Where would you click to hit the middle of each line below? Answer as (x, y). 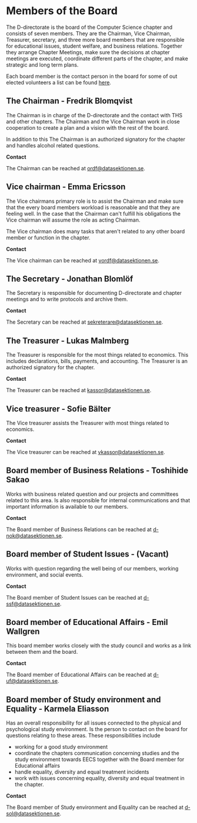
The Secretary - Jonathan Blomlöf (70, 279)
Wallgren (23, 632)
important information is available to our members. (67, 506)
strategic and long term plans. (42, 65)
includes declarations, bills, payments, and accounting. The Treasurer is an (97, 361)
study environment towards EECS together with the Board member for (99, 759)
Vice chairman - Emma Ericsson (66, 187)
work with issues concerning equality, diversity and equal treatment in (100, 778)
